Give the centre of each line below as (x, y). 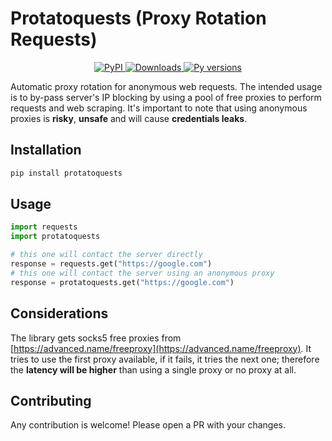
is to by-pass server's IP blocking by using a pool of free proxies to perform (166, 97)
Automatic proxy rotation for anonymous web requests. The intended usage (166, 86)
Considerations (59, 313)
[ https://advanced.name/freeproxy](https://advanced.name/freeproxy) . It (161, 348)
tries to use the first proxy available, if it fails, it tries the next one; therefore (165, 359)
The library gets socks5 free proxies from (96, 338)
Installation (46, 150)
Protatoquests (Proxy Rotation (138, 18)
